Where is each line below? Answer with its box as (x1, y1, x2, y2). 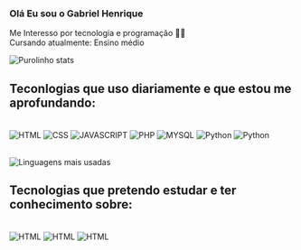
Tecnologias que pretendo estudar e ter (9, 183, 237, 199)
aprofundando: (9, 95, 97, 110)
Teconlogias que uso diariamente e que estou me (9, 80, 292, 97)
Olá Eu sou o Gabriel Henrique (9, 7, 144, 20)
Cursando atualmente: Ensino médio (9, 37, 145, 48)
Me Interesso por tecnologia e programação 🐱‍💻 (9, 28, 186, 39)
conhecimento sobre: (9, 197, 133, 212)
